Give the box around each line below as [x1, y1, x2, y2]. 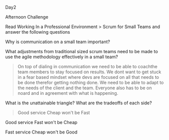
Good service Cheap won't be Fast [17, 110, 90, 115]
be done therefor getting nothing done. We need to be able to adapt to [17, 80, 164, 85]
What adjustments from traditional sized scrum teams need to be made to [5, 49, 158, 54]
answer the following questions [5, 29, 71, 35]
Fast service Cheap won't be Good [5, 129, 78, 135]
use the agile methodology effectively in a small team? [5, 54, 119, 60]
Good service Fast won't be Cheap [5, 119, 78, 125]
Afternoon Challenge [5, 14, 49, 20]
